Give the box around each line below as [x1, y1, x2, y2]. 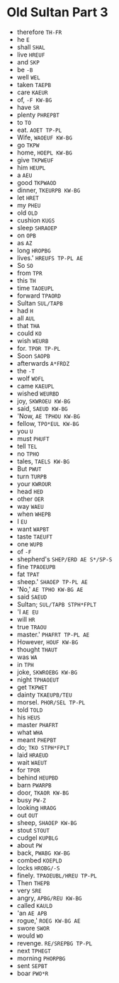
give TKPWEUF [16, 155, 54, 164]
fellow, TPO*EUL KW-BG [16, 419, 79, 427]
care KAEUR [16, 88, 48, 96]
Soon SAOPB [16, 352, 50, 360]
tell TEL [16, 442, 38, 450]
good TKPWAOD [16, 178, 57, 186]
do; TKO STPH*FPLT [16, 743, 70, 751]
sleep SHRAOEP [16, 223, 57, 232]
